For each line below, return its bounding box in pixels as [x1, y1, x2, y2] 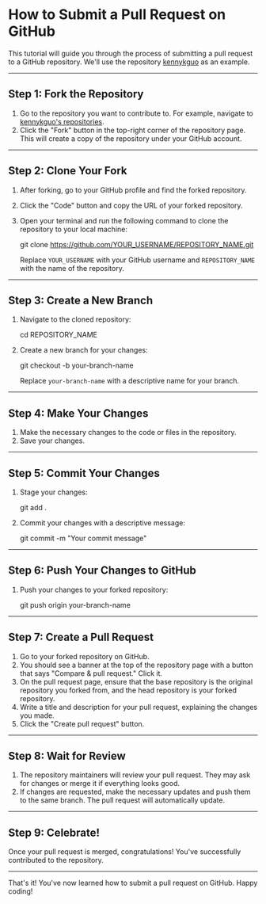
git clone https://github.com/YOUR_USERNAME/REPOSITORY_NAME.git [19, 239, 254, 249]
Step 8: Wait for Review [8, 750, 127, 763]
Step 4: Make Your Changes [8, 406, 149, 420]
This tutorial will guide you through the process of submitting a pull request [8, 48, 253, 58]
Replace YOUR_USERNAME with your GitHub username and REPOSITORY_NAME [19, 255, 256, 265]
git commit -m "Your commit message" [19, 533, 147, 543]
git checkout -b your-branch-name [19, 360, 134, 370]
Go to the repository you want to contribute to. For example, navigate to [19, 109, 253, 118]
